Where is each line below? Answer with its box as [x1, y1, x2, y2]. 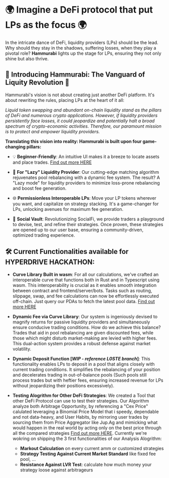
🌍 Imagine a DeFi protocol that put [5, 4, 153, 16]
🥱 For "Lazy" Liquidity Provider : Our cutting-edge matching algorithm [12, 169, 159, 175]
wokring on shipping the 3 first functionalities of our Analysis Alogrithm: [12, 435, 162, 442]
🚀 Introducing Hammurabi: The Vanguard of [5, 70, 145, 79]
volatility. [12, 346, 31, 352]
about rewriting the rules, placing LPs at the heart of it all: [5, 97, 125, 103]
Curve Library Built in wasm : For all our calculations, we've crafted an [12, 271, 159, 277]
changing [5, 143, 26, 150]
